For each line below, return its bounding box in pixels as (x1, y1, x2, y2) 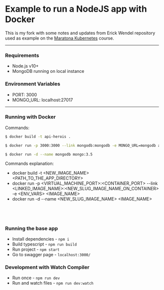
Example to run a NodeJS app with (5, 3, 147, 15)
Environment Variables (5, 81, 61, 88)
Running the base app (5, 225, 58, 232)
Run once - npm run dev (12, 275, 60, 281)
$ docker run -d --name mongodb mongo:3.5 (5, 152, 93, 157)
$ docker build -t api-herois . (5, 134, 71, 139)
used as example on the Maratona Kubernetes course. (5, 35, 114, 41)
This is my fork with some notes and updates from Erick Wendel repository (5, 30, 155, 36)
